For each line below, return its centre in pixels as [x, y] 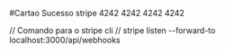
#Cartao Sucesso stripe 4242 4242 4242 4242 [97, 13]
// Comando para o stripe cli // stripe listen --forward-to [112, 30]
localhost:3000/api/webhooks [65, 40]
